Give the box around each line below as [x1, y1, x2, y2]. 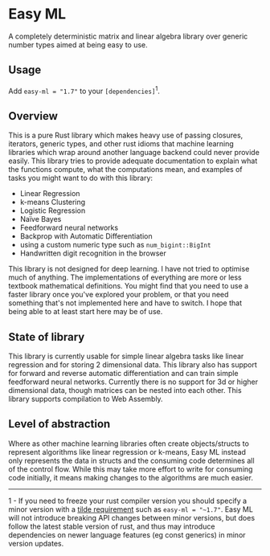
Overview [8, 109, 59, 123]
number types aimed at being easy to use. [8, 39, 149, 49]
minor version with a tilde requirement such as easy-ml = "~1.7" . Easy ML [8, 504, 253, 514]
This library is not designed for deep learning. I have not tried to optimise [8, 264, 250, 274]
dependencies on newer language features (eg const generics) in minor [8, 529, 247, 539]
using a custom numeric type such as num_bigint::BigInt [19, 240, 211, 250]
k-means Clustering [19, 198, 86, 207]
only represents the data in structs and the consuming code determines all [8, 456, 255, 465]
